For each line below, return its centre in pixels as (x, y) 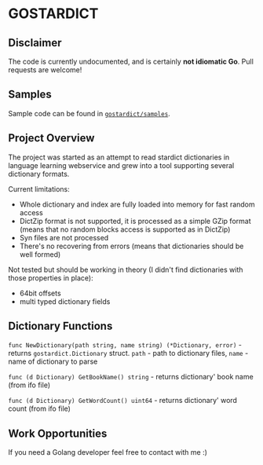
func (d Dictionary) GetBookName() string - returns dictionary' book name (131, 377)
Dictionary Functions (60, 326)
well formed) (40, 254)
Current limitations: (39, 189)
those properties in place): (51, 278)
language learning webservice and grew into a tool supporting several (121, 165)
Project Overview (51, 138)
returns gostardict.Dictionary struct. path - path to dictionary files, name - (128, 353)
